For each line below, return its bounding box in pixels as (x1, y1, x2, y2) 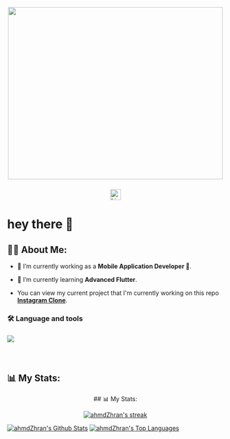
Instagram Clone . (16, 296, 68, 304)
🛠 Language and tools (7, 314, 84, 323)
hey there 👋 (7, 216, 73, 232)
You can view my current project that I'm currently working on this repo (16, 289, 220, 297)
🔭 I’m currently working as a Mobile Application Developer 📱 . (16, 262, 192, 270)
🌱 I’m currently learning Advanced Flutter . (16, 275, 137, 283)
